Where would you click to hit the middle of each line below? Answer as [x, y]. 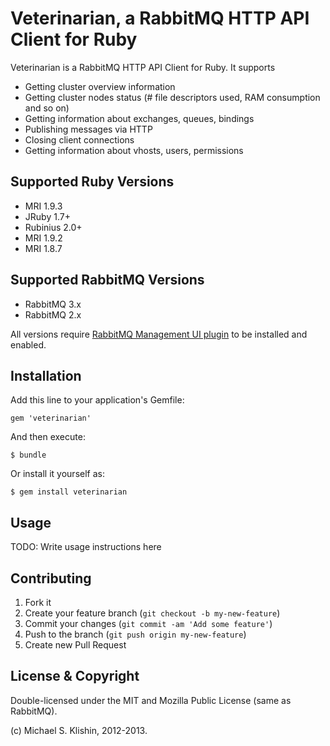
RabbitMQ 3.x [53, 304]
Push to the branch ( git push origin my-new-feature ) [135, 634]
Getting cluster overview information [100, 86]
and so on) [47, 108]
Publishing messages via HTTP [88, 129]
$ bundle [28, 455]
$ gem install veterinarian [69, 492]
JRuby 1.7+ [47, 216]
